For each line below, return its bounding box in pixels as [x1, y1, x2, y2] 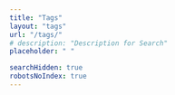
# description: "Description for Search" [9, 38, 169, 48]
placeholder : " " [9, 47, 75, 56]
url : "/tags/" [9, 30, 63, 39]
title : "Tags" [9, 13, 63, 23]
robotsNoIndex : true [9, 71, 88, 81]
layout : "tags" [9, 22, 67, 31]
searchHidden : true [9, 63, 83, 72]
